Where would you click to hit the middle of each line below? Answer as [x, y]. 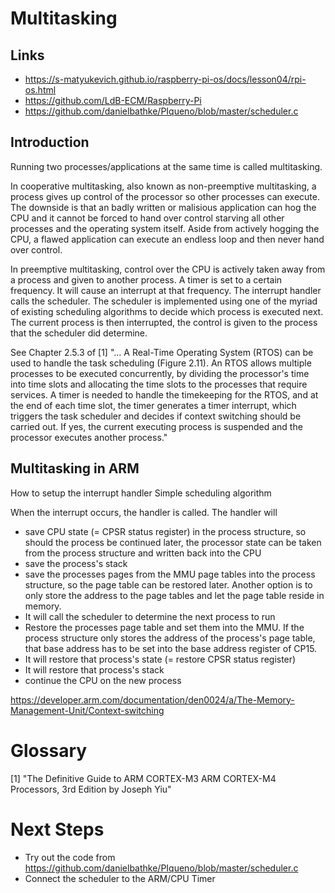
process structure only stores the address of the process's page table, [170, 638]
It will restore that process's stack [94, 669]
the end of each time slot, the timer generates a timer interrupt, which [153, 405]
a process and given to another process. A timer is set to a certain [146, 279]
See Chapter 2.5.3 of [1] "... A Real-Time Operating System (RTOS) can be [162, 352]
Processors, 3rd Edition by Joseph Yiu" [91, 789]
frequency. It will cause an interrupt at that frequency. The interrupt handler [166, 290]
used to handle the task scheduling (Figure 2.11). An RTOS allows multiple [161, 363]
